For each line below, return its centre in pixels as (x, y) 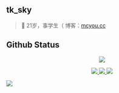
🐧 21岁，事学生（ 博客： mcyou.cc (63, 25)
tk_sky (19, 10)
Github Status (33, 45)
